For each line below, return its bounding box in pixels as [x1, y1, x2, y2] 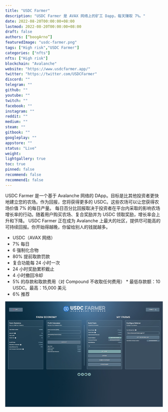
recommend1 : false [5, 177, 43, 183]
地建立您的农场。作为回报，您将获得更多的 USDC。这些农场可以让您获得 [5, 199, 155, 205]
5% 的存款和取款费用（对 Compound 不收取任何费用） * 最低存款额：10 [12, 279, 161, 285]
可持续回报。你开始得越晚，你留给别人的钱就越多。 [5, 224, 110, 230]
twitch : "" [5, 98, 28, 103]
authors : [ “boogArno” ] [5, 35, 52, 40]
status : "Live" [5, 146, 37, 151]
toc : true [5, 162, 26, 167]
